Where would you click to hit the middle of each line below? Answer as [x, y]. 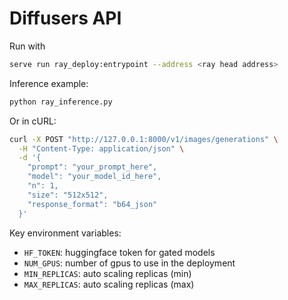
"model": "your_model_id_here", [94, 177]
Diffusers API [65, 18]
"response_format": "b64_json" [92, 204]
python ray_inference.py [61, 102]
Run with [27, 46]
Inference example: [49, 83]
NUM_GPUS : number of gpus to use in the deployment [129, 263]
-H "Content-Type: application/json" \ [101, 148]
